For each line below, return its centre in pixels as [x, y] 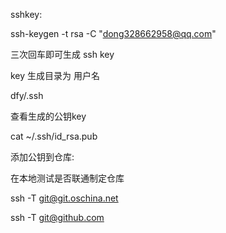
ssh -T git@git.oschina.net [64, 198]
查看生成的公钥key [48, 116]
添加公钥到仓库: [42, 157]
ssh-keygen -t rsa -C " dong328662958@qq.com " [113, 33]
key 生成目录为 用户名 [55, 75]
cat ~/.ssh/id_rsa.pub [54, 136]
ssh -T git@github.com [57, 217]
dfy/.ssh [27, 95]
